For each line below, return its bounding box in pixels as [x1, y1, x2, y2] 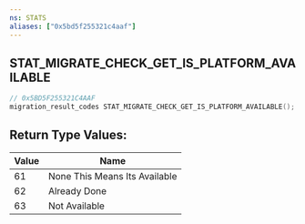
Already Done [48, 184, 107, 197]
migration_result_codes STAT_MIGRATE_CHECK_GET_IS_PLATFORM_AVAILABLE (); [9, 102, 296, 112]
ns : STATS [9, 13, 47, 23]
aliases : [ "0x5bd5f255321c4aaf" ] [9, 22, 137, 31]
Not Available [48, 199, 105, 212]
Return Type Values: [9, 127, 127, 143]
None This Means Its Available [48, 169, 178, 182]
